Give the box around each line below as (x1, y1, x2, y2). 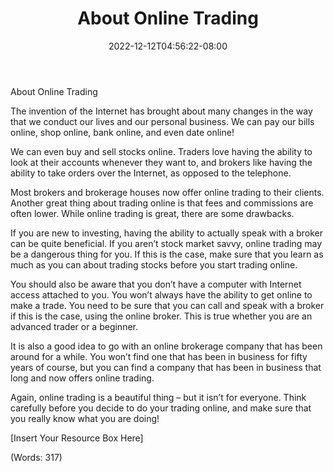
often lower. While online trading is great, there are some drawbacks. (10, 207, 295, 219)
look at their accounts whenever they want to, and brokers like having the (10, 156, 313, 168)
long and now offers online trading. (10, 372, 155, 384)
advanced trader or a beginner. (10, 320, 139, 332)
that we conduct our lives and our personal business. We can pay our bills (10, 115, 315, 127)
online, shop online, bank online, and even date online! (10, 126, 235, 138)
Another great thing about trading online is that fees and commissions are (10, 197, 314, 209)
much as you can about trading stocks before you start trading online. (10, 258, 298, 271)
